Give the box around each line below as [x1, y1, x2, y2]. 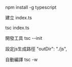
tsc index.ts [5, 25, 29, 31]
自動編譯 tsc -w [5, 56, 38, 62]
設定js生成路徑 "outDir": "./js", [5, 46, 67, 52]
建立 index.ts [5, 15, 32, 21]
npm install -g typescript [5, 5, 57, 10]
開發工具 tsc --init [5, 35, 43, 41]
